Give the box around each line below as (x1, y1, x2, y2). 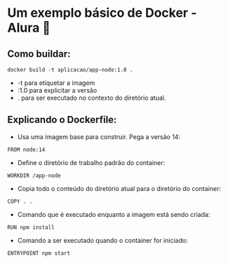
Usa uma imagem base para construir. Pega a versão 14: (17, 132, 181, 141)
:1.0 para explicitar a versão (17, 86, 98, 94)
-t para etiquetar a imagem (17, 79, 95, 87)
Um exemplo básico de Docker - (7, 5, 197, 21)
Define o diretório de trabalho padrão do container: (17, 158, 166, 166)
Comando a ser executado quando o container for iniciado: (17, 236, 188, 244)
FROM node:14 (7, 146, 46, 153)
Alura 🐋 (7, 20, 51, 36)
